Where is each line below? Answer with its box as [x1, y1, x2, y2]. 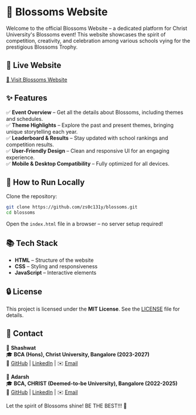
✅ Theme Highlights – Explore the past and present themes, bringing [6, 122, 174, 129]
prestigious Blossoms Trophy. [6, 43, 78, 50]
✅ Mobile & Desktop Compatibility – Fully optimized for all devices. [6, 160, 170, 167]
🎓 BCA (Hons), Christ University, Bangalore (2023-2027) [6, 350, 150, 357]
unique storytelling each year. [6, 128, 78, 135]
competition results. [6, 141, 55, 148]
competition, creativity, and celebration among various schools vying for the [6, 37, 191, 44]
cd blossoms [6, 210, 35, 216]
